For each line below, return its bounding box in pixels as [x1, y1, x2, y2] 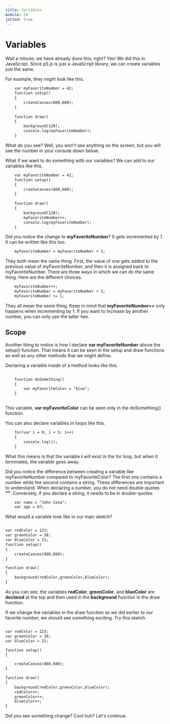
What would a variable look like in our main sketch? [5, 513, 113, 520]
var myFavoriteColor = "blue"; [23, 386, 90, 391]
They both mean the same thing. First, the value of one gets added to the [5, 258, 158, 264]
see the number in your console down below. [5, 148, 99, 154]
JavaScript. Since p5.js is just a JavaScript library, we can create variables [5, 61, 161, 67]
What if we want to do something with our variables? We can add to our [5, 157, 155, 163]
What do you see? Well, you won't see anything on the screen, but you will [5, 142, 161, 148]
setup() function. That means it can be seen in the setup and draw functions [5, 347, 164, 353]
